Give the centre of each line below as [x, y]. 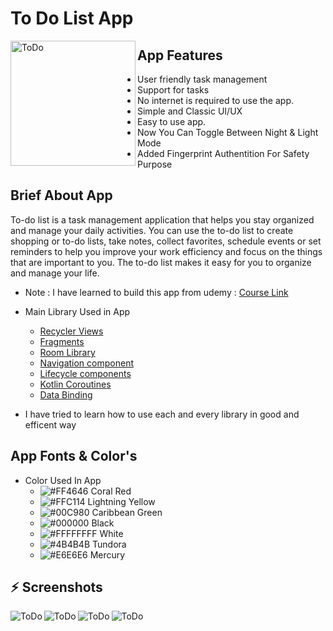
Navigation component [86, 363]
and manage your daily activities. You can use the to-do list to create [152, 230]
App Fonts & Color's [74, 456]
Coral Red [111, 491]
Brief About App [61, 195]
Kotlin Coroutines [75, 384]
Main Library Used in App [77, 311]
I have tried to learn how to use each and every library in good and [162, 414]
